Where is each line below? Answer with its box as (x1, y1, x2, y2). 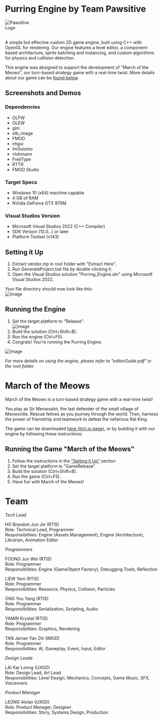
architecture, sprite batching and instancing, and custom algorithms (18, 50, 155, 56)
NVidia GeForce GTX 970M (12, 200, 67, 206)
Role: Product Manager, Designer (5, 704, 72, 710)
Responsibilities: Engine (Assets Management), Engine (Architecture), (5, 532, 145, 537)
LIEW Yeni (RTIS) (5, 576, 39, 581)
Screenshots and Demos (5, 89, 81, 97)
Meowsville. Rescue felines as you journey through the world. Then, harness (5, 411, 159, 417)
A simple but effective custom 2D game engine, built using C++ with (5, 39, 142, 45)
